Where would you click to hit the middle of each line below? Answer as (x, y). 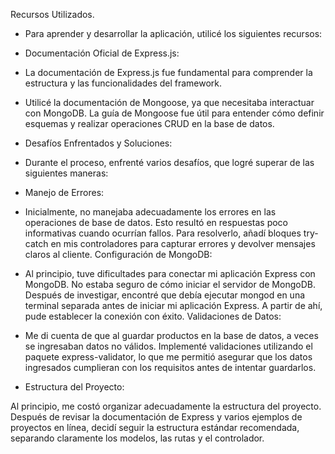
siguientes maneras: (66, 173)
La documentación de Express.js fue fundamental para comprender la (168, 72)
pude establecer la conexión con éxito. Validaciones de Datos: (153, 316)
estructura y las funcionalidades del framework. (123, 83)
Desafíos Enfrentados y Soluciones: (98, 143)
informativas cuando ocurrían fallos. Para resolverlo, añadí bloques (163, 233)
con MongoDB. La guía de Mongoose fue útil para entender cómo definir (174, 113)
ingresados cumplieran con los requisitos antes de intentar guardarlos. (170, 367)
